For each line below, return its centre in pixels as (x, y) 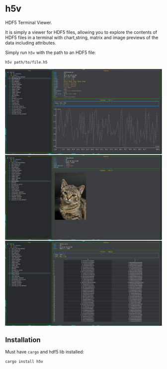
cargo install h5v (24, 362)
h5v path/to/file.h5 (27, 62)
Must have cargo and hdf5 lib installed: (45, 352)
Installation (23, 340)
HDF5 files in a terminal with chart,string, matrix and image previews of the (82, 37)
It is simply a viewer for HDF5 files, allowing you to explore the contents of (81, 32)
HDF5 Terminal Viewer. (29, 22)
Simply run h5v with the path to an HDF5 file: (50, 52)
